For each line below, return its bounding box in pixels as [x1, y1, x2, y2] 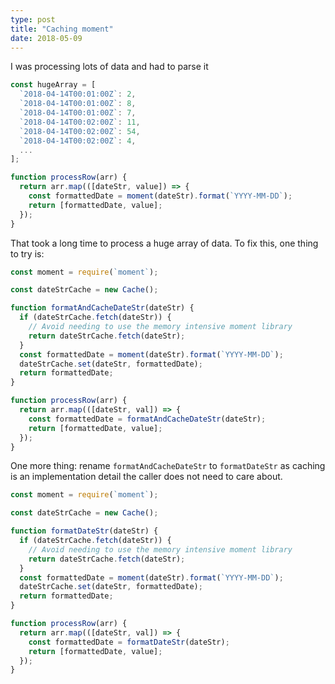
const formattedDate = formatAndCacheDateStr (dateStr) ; [28, 414, 267, 424]
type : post [10, 14, 56, 25]
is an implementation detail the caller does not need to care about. [10, 471, 283, 483]
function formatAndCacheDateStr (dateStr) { [10, 303, 195, 313]
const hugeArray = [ [10, 80, 97, 90]
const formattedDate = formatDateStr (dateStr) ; [28, 637, 230, 647]
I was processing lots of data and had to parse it [10, 61, 209, 73]
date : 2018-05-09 [10, 33, 83, 43]
